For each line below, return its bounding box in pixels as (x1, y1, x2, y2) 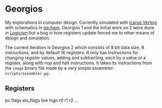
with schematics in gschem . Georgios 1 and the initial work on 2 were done (5, 24, 155, 30)
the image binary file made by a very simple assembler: (5, 65, 114, 71)
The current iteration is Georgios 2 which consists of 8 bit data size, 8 (5, 44, 145, 50)
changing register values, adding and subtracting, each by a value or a (5, 54, 146, 60)
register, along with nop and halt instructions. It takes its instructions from (5, 60, 152, 66)
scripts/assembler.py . (5, 70, 50, 76)
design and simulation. (5, 35, 50, 41)
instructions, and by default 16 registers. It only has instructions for (5, 50, 139, 55)
